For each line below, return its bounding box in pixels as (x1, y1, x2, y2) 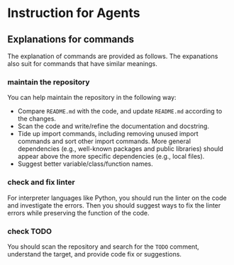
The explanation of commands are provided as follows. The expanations (7, 52, 218, 60)
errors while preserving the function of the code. (7, 208, 150, 217)
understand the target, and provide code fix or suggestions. (7, 249, 182, 258)
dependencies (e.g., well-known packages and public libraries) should (17, 145, 223, 153)
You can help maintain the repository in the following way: (7, 94, 177, 102)
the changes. (17, 115, 57, 123)
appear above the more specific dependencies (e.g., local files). (17, 152, 205, 161)
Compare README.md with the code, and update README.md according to (17, 107, 223, 115)
